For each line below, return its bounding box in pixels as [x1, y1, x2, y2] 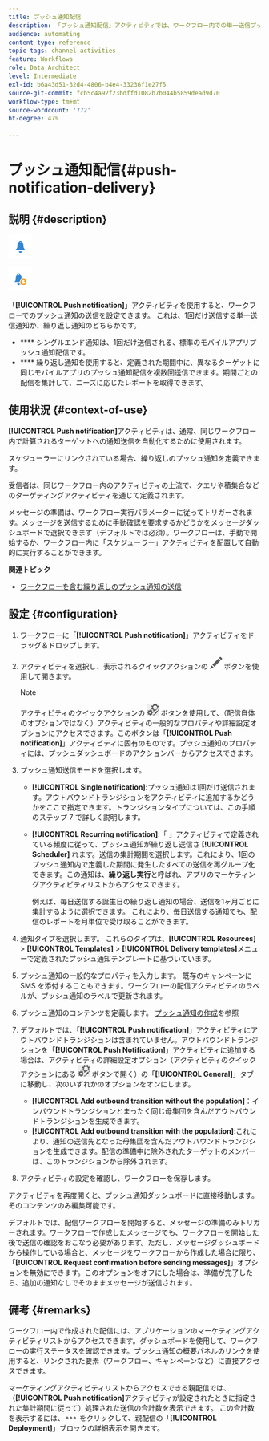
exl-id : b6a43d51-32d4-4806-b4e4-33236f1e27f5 [8, 80, 167, 88]
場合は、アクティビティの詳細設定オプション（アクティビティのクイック [19, 1055, 257, 1065]
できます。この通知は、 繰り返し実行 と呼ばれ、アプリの [31, 869, 215, 879]
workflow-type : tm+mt [8, 97, 81, 106]
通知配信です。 [41, 347, 90, 357]
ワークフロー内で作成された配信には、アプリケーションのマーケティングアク [8, 1326, 260, 1336]
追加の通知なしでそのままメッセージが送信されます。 [22, 1277, 197, 1287]
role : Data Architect [8, 64, 81, 72]
